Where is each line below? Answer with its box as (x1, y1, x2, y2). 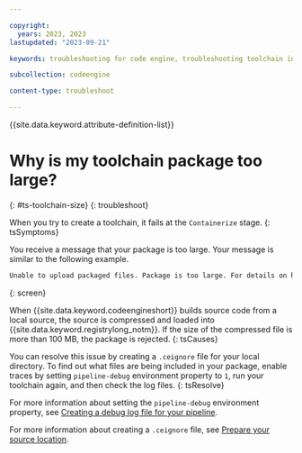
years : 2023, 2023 (17, 29, 87, 39)
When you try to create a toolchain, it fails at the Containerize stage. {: (9, 217, 271, 228)
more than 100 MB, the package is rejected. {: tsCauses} (9, 333, 218, 344)
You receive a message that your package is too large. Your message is (9, 244, 274, 255)
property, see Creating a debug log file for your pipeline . (9, 406, 218, 417)
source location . (9, 433, 69, 444)
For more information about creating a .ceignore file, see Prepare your (9, 424, 271, 435)
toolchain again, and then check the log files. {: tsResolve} (9, 379, 225, 390)
